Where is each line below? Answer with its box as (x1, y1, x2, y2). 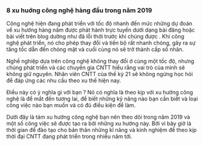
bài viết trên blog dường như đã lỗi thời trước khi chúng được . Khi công (6, 33, 185, 40)
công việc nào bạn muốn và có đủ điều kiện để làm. (6, 102, 136, 109)
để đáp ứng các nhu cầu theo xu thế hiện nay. (6, 77, 122, 85)
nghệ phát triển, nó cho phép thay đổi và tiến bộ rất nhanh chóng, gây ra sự (6, 40, 196, 47)
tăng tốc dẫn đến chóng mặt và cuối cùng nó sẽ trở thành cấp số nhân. (6, 46, 184, 53)
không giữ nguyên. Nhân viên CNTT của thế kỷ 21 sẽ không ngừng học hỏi (6, 71, 193, 78)
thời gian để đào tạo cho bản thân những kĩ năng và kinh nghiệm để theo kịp (6, 127, 197, 134)
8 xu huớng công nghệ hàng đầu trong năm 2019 (6, 6, 153, 15)
